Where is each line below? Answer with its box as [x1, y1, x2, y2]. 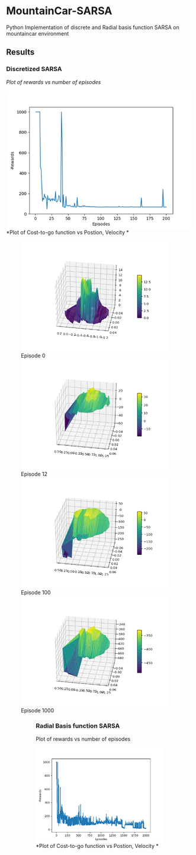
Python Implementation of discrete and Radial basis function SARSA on [6, 24, 179, 31]
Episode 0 [21, 352, 46, 359]
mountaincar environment [6, 30, 69, 37]
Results [6, 47, 35, 57]
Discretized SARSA [6, 65, 62, 73]
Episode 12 [21, 470, 48, 477]
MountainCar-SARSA [6, 4, 113, 18]
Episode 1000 [21, 707, 54, 714]
